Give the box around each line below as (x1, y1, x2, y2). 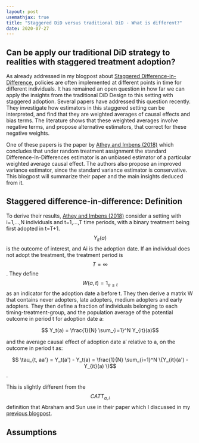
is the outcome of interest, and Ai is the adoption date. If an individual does (6, 245, 191, 252)
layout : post (6, 8, 39, 15)
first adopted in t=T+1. (6, 225, 61, 232)
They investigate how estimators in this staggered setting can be (6, 104, 165, 111)
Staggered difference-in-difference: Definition (6, 196, 183, 206)
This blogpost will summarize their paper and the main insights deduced (6, 173, 184, 180)
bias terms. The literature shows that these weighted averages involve (6, 117, 179, 124)
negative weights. (6, 129, 50, 137)
